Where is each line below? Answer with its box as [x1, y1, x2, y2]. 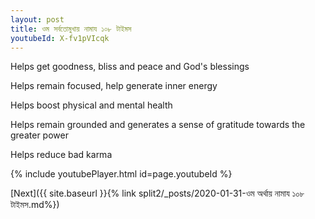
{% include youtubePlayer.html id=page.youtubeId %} [10, 168, 233, 180]
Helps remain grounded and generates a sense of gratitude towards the [10, 119, 306, 131]
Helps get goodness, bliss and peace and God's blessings [10, 61, 250, 73]
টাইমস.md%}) [10, 199, 60, 211]
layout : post [10, 14, 65, 25]
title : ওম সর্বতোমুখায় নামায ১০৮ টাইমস [10, 24, 132, 34]
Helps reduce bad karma [10, 149, 113, 161]
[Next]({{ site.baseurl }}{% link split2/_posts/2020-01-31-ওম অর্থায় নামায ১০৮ [10, 187, 305, 200]
